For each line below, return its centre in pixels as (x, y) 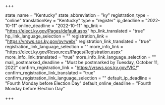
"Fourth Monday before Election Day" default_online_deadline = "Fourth (78, 83)
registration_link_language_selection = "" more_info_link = (64, 47)
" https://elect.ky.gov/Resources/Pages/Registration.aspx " (64, 52)
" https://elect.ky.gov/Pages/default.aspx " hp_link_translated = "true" (75, 31)
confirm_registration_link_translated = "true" (50, 73)
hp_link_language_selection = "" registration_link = (57, 36)
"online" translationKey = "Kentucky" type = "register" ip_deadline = (75, 20)
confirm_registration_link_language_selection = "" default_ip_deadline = (78, 78)
